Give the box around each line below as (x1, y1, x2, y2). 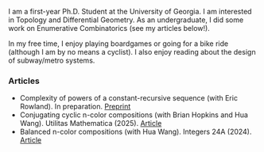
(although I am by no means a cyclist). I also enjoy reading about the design (8, 47, 256, 56)
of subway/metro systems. (8, 55, 95, 65)
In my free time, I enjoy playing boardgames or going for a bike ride (8, 39, 229, 48)
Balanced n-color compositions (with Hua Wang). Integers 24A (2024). (19, 127, 252, 137)
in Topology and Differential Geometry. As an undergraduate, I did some (8, 15, 244, 25)
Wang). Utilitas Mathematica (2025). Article (19, 119, 162, 128)
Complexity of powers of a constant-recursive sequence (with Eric (19, 93, 239, 103)
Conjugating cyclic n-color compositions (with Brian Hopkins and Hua (19, 110, 249, 120)
